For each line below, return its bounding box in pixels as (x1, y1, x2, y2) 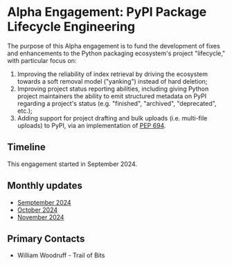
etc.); (17, 107, 33, 115)
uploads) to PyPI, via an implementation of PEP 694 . (17, 121, 166, 129)
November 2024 (17, 212, 64, 221)
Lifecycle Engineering (7, 19, 136, 35)
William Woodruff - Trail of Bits (17, 251, 105, 259)
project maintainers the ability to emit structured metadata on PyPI (17, 91, 207, 100)
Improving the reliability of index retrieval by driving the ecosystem (17, 70, 208, 78)
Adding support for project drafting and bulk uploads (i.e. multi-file (17, 113, 208, 122)
